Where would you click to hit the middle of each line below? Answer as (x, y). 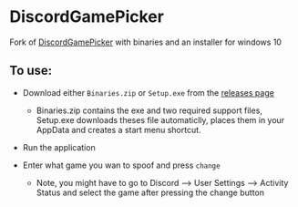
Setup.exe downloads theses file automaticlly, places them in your (160, 119)
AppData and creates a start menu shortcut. (119, 129)
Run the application (59, 147)
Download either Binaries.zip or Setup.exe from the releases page (149, 92)
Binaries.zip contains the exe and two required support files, (149, 110)
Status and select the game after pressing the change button (150, 192)
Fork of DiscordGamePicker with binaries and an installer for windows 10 (146, 42)
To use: (31, 71)
